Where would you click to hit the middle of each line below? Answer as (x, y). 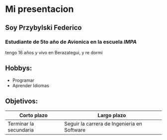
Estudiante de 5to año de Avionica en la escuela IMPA (71, 42)
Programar (23, 80)
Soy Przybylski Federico (43, 28)
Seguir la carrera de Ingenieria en (103, 124)
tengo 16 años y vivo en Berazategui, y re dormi (54, 52)
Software (75, 130)
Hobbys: (19, 68)
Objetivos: (22, 101)
